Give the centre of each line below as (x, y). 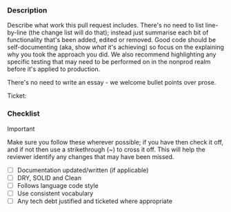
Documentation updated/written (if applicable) (83, 170)
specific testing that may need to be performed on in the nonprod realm (109, 62)
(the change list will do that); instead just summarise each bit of (119, 32)
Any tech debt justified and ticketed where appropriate (94, 201)
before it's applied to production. (54, 69)
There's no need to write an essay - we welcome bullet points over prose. (112, 83)
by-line (17, 32)
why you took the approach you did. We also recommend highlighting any (112, 54)
